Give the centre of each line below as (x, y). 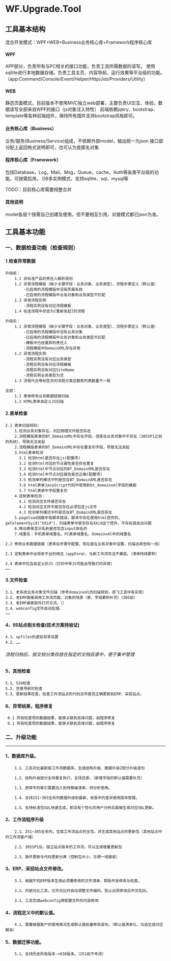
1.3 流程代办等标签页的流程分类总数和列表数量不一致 (63, 381)
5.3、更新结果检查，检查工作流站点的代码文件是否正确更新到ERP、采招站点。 (75, 694)
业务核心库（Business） (31, 128)
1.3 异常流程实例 (31, 300)
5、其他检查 (18, 671)
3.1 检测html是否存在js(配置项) (49, 458)
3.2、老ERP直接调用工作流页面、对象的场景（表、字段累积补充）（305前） (72, 597)
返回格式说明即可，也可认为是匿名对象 (59, 147)
